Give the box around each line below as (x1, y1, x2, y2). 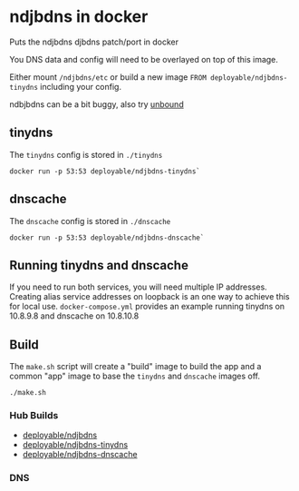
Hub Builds (9, 409, 59, 422)
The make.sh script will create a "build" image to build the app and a (9, 361, 262, 372)
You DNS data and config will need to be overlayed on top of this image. (9, 54, 279, 64)
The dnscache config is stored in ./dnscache (9, 215, 171, 226)
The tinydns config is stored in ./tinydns (9, 149, 163, 160)
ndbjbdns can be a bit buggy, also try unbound (9, 98, 184, 110)
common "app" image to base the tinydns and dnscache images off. (9, 370, 261, 382)
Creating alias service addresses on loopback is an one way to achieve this (9, 291, 290, 302)
